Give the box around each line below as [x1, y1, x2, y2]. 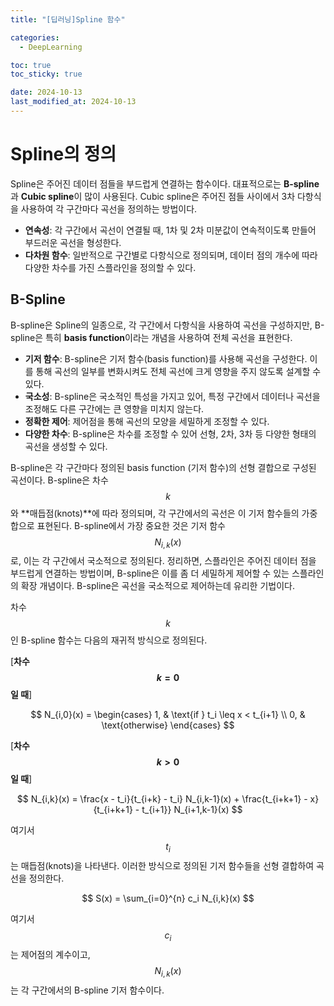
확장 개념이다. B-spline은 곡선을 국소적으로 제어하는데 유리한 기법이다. [20, 580, 295, 592]
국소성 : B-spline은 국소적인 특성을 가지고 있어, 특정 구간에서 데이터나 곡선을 [24, 390, 321, 402]
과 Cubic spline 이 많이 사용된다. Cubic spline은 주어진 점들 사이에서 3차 [10, 190, 296, 202]
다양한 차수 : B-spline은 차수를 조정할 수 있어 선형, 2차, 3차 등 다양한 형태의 [24, 427, 317, 440]
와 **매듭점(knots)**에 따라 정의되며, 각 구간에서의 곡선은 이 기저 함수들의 [10, 507, 300, 519]
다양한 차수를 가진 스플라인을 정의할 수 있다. [24, 261, 197, 273]
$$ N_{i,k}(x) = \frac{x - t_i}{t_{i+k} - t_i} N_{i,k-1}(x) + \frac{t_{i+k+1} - [16, 793, 308, 805]
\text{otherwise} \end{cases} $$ [101, 719, 235, 731]
